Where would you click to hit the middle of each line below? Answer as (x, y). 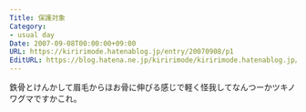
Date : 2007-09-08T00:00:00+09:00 (73, 43)
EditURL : (26, 60)
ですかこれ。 (57, 98)
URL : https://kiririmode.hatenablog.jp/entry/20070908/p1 (122, 52)
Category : (28, 26)
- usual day (32, 35)
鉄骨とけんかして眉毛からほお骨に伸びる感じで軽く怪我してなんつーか (141, 87)
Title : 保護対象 (37, 18)
